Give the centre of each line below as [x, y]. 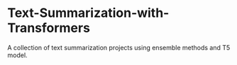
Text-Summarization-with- [88, 13]
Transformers [49, 28]
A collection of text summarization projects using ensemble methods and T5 [119, 47]
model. [17, 55]
